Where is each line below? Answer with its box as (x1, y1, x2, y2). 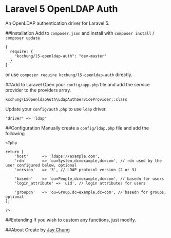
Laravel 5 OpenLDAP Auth (5, 3, 118, 15)
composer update (5, 35, 40, 41)
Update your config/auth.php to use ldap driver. (5, 106, 107, 112)
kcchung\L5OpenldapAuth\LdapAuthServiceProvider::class (5, 97, 127, 102)
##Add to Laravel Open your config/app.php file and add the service (5, 81, 150, 87)
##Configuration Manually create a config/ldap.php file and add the (5, 124, 149, 131)
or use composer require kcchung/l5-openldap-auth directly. (5, 71, 132, 78)
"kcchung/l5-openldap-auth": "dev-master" (14, 53, 107, 59)
